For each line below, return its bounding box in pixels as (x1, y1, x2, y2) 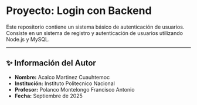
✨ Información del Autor (6, 58, 97, 68)
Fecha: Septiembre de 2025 (14, 92, 83, 99)
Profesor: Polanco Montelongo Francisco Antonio (14, 86, 135, 93)
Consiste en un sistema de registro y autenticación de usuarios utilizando (6, 29, 184, 36)
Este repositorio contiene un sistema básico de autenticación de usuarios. (6, 23, 185, 30)
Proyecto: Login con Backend (6, 4, 152, 17)
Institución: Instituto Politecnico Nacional (14, 80, 116, 87)
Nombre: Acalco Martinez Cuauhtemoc (14, 73, 110, 80)
